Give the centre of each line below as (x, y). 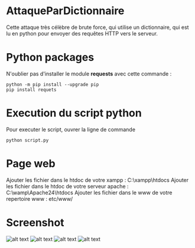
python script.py (27, 140)
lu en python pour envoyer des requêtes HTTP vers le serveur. (82, 33)
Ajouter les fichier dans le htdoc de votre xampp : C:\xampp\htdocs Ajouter (97, 180)
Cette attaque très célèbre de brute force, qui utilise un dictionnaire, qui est (97, 27)
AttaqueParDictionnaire (65, 11)
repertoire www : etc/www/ (40, 198)
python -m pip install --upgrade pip (53, 84)
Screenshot (35, 222)
